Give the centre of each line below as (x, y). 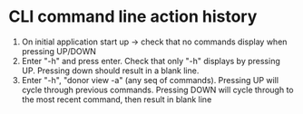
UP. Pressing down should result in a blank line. (110, 71)
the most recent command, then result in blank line (117, 99)
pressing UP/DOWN (59, 51)
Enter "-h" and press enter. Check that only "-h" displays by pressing (151, 61)
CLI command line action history (133, 17)
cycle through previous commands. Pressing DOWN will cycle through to (157, 90)
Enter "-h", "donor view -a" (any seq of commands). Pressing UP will (150, 80)
